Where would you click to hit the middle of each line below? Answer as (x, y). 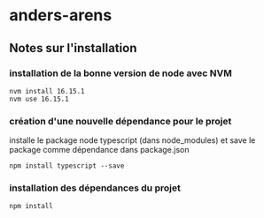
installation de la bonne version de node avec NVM (120, 73)
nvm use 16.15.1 (39, 99)
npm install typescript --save (67, 166)
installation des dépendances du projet (95, 188)
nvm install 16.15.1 (47, 91)
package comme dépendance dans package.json (99, 150)
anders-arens (61, 15)
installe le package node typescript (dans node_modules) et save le (132, 140)
